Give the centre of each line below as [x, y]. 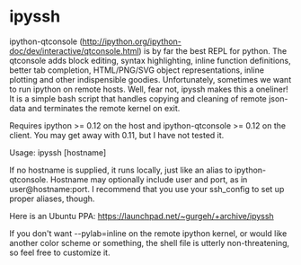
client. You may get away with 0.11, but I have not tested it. [117, 135]
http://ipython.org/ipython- [132, 41]
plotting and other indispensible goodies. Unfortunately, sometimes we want [150, 79]
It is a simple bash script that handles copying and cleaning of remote [138, 98]
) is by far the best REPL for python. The [213, 50]
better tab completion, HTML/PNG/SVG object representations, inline [137, 70]
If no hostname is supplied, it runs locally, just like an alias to [121, 170]
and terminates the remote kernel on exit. [104, 108]
